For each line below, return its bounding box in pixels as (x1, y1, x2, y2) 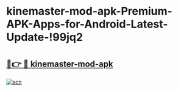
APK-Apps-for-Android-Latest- (6, 17, 168, 31)
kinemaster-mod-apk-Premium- (6, 4, 173, 18)
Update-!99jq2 (6, 31, 84, 44)
